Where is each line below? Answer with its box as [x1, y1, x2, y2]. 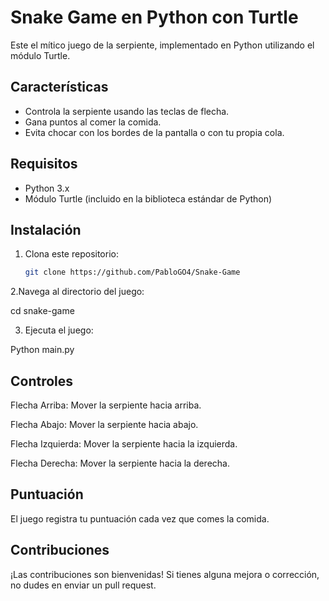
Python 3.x [24, 182, 70, 194]
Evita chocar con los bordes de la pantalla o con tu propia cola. [24, 126, 285, 138]
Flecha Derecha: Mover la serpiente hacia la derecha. [10, 457, 230, 470]
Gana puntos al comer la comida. [24, 116, 162, 128]
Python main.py [10, 344, 75, 356]
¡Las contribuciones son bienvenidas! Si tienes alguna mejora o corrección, [10, 568, 320, 580]
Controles [10, 372, 74, 390]
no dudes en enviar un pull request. [10, 579, 157, 591]
